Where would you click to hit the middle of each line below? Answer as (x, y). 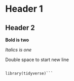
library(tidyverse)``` (29, 73)
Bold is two (17, 40)
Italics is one (18, 50)
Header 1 (24, 9)
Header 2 (20, 28)
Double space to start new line (37, 60)
